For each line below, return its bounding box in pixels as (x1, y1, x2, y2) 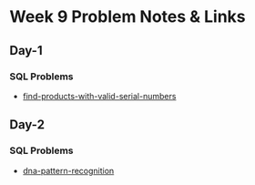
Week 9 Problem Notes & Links (9, 6, 246, 27)
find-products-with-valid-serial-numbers (22, 90, 177, 101)
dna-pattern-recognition (22, 165, 115, 176)
